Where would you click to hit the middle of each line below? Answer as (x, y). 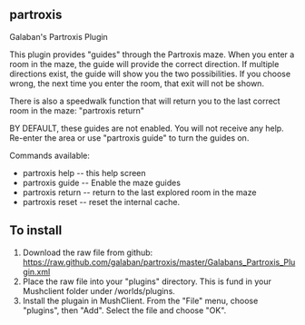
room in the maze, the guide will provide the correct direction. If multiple (144, 64)
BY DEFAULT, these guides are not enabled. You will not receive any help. (147, 128)
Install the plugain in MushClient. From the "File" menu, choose (140, 300)
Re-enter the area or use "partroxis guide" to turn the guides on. (129, 138)
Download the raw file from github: (88, 252)
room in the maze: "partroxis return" (77, 110)
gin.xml (36, 271)
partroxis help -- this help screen (84, 172)
